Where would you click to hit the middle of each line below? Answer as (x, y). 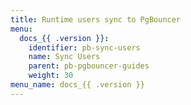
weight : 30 (51, 76)
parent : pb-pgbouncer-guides (89, 66)
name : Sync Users (64, 57)
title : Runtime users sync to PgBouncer (96, 19)
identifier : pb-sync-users (84, 47)
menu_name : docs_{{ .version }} (77, 85)
